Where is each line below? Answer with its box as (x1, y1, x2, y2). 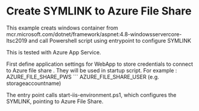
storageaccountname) (6, 80, 62, 87)
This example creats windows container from (6, 24, 119, 31)
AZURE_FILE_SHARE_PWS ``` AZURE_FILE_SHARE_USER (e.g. (6, 73, 160, 80)
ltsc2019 (6, 37, 28, 44)
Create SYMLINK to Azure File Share (6, 4, 192, 18)
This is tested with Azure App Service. (6, 48, 101, 55)
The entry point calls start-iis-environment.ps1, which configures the (6, 91, 177, 98)
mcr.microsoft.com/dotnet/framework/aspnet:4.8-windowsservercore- (6, 30, 182, 37)
